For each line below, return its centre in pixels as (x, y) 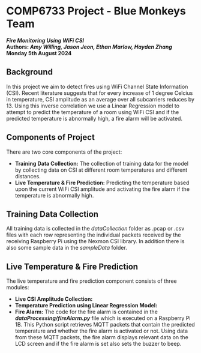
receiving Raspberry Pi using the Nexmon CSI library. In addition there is (95, 241)
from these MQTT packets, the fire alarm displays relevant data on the (102, 337)
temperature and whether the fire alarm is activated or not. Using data (101, 331)
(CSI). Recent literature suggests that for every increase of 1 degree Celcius (100, 93)
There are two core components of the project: (64, 152)
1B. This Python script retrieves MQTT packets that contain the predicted (105, 325)
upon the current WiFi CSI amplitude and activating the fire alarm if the (102, 189)
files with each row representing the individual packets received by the (94, 235)
